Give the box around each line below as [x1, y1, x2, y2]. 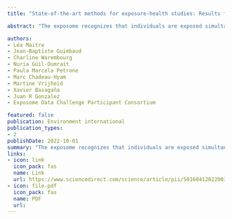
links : [7, 150, 26, 158]
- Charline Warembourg [7, 55, 72, 61]
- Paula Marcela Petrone [7, 67, 79, 74]
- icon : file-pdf [7, 182, 57, 189]
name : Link [13, 170, 45, 177]
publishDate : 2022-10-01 [7, 137, 79, 144]
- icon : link [7, 157, 45, 164]
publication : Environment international [7, 118, 126, 125]
